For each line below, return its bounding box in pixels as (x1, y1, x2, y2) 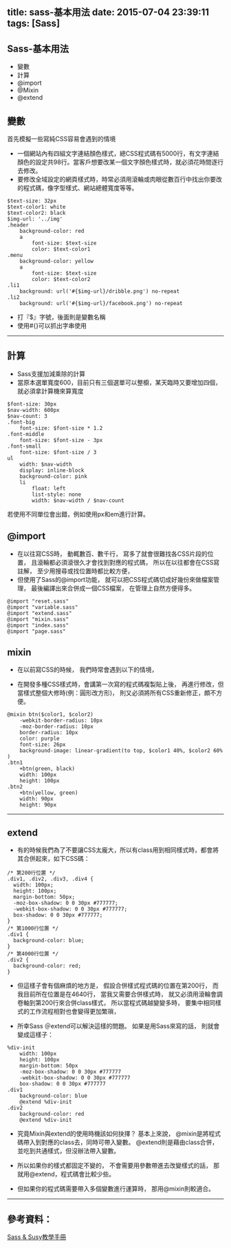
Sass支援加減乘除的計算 (16, 369, 86, 377)
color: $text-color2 (32, 276, 91, 283)
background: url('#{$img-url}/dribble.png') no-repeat (19, 288, 180, 295)
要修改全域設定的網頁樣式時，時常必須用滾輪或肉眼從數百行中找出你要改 (16, 175, 222, 184)
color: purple (19, 736, 60, 742)
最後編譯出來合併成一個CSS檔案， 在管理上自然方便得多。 (30, 584, 196, 592)
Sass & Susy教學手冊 (7, 1233, 67, 1241)
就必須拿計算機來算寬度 (16, 386, 84, 395)
